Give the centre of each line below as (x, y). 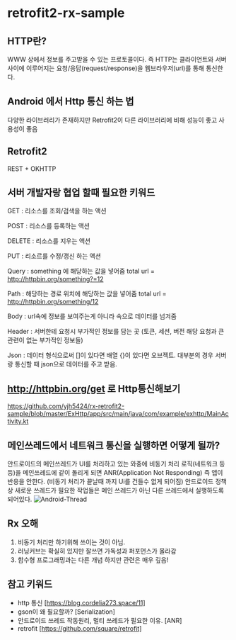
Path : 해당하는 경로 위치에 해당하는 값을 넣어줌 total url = (87, 294)
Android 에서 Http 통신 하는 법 (71, 102)
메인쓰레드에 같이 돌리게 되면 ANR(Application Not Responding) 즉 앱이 (123, 473)
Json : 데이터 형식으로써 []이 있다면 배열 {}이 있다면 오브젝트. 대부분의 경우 (111, 355)
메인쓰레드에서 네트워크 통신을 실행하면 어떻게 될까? (114, 445)
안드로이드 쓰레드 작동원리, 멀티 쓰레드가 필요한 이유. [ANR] (100, 620)
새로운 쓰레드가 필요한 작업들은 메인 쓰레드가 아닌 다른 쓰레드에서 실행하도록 (119, 490)
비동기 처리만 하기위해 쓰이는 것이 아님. (71, 542)
